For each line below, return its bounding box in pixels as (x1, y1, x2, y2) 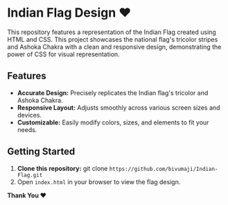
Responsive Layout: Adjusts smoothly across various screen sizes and (17, 103, 220, 112)
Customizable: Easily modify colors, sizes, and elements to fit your (17, 118, 209, 126)
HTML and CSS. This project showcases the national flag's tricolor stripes (7, 35, 218, 43)
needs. (17, 125, 37, 133)
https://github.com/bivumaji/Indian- (109, 165, 218, 172)
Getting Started (7, 146, 76, 158)
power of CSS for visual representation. (7, 50, 120, 58)
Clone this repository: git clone (17, 164, 108, 172)
